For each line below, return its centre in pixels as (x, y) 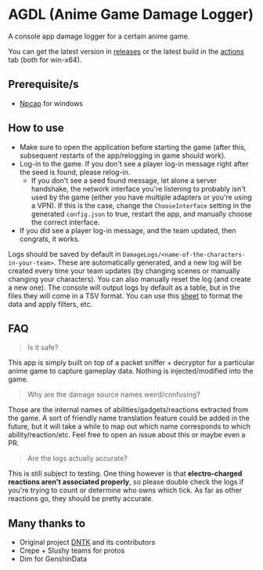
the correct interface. (65, 222)
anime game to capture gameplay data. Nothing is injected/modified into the (131, 371)
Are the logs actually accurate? (77, 459)
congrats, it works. (50, 239)
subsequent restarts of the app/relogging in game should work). (123, 155)
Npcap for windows (51, 103)
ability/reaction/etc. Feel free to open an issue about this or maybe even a (127, 435)
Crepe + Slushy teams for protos (72, 550)
